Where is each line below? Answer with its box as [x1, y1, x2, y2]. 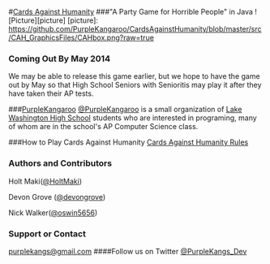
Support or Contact [8, 227, 87, 239]
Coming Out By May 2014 [8, 53, 111, 64]
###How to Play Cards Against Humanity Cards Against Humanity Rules [8, 137, 249, 147]
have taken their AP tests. [8, 89, 94, 98]
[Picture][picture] [8, 15, 66, 25]
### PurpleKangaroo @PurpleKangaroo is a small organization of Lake [8, 105, 242, 115]
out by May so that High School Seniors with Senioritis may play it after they [8, 80, 262, 90]
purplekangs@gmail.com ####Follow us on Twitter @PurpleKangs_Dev [8, 246, 247, 256]
